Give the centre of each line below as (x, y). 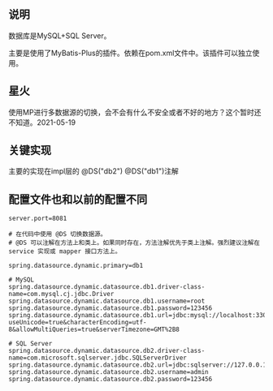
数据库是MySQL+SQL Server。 (60, 36)
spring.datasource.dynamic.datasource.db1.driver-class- (107, 287)
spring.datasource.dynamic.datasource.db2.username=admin (108, 372)
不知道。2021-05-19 (42, 122)
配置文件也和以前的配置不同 (78, 199)
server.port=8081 (38, 219)
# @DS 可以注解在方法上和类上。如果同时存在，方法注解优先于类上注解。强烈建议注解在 (134, 243)
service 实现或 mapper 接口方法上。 (65, 251)
